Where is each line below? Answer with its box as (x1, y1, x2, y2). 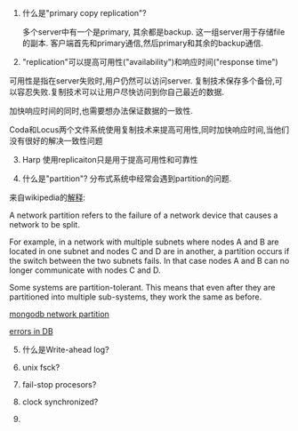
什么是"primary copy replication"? (21, 8, 147, 18)
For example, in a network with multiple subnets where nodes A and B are (9, 236, 279, 247)
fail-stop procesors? (21, 379, 97, 389)
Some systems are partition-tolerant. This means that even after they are (9, 283, 276, 292)
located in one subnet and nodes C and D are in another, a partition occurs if (9, 246, 290, 256)
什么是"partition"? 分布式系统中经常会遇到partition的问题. (21, 173, 232, 184)
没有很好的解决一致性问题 (9, 136, 103, 146)
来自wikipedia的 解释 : (9, 192, 86, 203)
